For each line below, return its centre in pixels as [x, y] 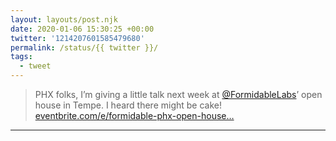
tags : [21, 57]
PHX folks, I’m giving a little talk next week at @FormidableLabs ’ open [178, 94]
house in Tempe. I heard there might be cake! [128, 105]
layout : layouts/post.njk [64, 19]
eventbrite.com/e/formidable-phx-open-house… [134, 115]
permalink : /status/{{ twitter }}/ [84, 47]
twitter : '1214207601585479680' [77, 38]
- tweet [35, 66]
